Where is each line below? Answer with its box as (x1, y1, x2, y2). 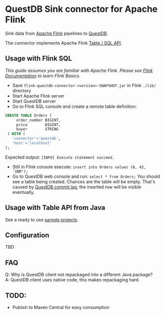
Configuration (5, 231, 50, 239)
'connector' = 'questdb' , (11, 136, 61, 141)
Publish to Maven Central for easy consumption (12, 305, 110, 310)
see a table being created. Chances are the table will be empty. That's (12, 178, 156, 184)
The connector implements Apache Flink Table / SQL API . (5, 40, 122, 46)
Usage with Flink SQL (5, 54, 72, 63)
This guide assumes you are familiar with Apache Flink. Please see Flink (5, 67, 153, 73)
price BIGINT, (16, 122, 61, 127)
